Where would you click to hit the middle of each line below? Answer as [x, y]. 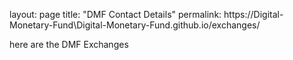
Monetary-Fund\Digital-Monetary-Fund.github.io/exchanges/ [135, 25]
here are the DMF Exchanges [69, 44]
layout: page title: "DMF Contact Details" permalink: [115, 14]
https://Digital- [253, 14]
